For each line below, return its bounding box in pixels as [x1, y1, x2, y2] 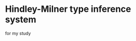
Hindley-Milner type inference [5, 3, 132, 15]
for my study [5, 30, 31, 36]
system [5, 14, 36, 25]
